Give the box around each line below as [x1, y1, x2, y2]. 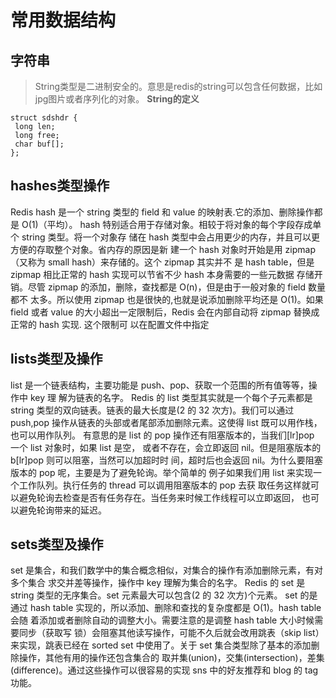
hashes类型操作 [10, 177, 110, 195]
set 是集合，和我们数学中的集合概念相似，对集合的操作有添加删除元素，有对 [10, 564, 324, 576]
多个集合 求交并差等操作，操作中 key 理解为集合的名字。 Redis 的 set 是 [10, 577, 306, 589]
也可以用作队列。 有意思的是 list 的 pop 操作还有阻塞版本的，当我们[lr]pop [10, 429, 315, 441]
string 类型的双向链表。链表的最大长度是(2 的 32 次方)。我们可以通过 [10, 404, 295, 416]
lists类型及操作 [10, 351, 103, 368]
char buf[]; [14, 139, 65, 149]
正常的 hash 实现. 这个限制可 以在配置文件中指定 [10, 318, 210, 330]
